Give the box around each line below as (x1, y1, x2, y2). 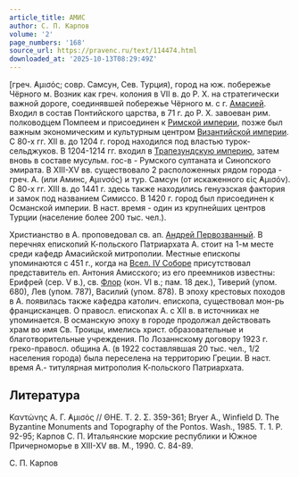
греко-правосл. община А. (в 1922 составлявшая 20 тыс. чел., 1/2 (9, 343, 261, 354)
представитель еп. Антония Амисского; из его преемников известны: (9, 267, 276, 278)
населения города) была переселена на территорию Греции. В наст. (9, 353, 271, 363)
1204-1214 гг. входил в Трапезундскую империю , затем (67, 146, 279, 156)
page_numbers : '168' (9, 38, 87, 47)
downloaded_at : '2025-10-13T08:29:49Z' (9, 54, 158, 63)
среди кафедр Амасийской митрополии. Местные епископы (9, 248, 241, 259)
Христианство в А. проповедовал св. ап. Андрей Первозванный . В (9, 230, 263, 239)
